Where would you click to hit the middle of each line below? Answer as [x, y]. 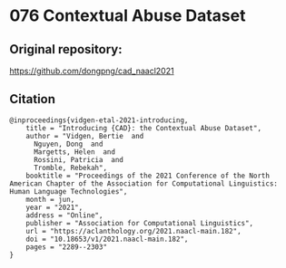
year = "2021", [54, 207]
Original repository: [66, 49]
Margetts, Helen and [74, 152]
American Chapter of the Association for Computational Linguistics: [144, 183]
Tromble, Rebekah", [70, 167]
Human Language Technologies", [69, 191]
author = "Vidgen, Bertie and [85, 136]
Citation [33, 99]
